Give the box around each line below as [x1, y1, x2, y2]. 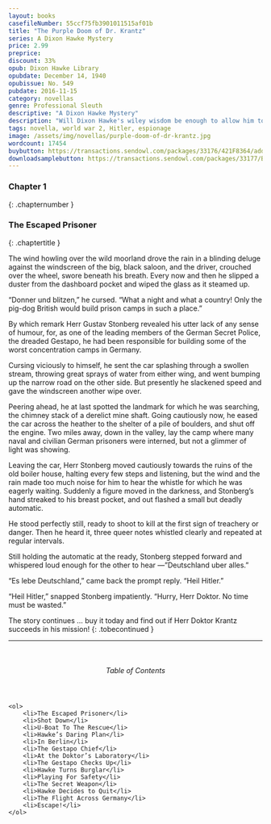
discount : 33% [8, 57, 56, 65]
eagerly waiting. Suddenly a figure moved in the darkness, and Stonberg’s [8, 486, 254, 496]
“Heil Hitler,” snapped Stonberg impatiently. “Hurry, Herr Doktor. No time [8, 591, 248, 601]
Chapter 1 [8, 181, 47, 192]
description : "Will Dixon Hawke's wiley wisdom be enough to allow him [8, 117, 254, 125]
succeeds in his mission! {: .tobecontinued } [8, 624, 155, 634]
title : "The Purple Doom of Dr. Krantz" [8, 27, 147, 35]
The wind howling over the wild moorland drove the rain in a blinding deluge [8, 253, 261, 263]
